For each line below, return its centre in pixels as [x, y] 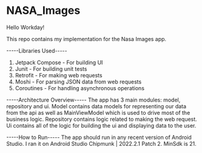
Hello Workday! [25, 27]
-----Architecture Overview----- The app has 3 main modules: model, [93, 100]
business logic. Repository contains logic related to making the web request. [102, 119]
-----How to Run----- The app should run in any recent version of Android [99, 137]
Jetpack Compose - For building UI [59, 62]
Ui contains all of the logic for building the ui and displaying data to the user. [101, 125]
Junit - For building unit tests [51, 69]
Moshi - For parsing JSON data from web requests [78, 82]
